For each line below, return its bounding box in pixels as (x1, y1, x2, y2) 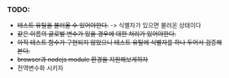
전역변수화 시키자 (16, 64, 64, 73)
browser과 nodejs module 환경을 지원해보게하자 (16, 55, 149, 64)
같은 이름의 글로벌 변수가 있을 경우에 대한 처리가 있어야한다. (16, 29, 177, 38)
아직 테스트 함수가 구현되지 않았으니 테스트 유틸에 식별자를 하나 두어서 (16, 38, 204, 47)
